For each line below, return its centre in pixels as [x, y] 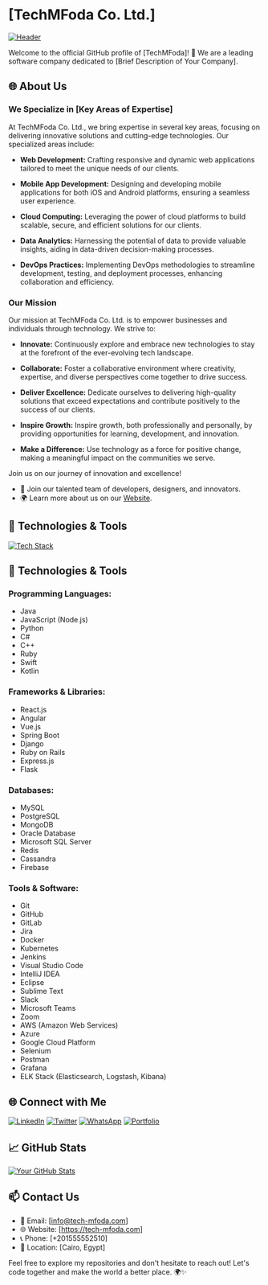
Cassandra [38, 859]
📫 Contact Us [44, 1197]
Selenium [35, 1051]
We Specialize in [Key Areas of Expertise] [91, 109]
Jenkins [33, 957]
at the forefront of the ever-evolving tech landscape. [107, 352]
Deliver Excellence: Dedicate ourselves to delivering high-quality [128, 392]
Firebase [35, 868]
